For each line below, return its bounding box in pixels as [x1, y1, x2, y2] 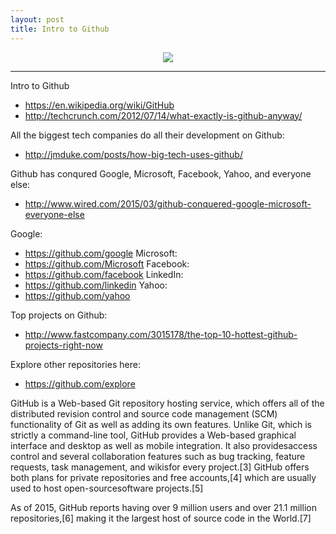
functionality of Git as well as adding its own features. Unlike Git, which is [10, 418, 312, 430]
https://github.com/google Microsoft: [24, 247, 178, 259]
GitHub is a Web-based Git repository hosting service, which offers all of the [10, 397, 325, 409]
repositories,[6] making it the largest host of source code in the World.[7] [10, 512, 312, 524]
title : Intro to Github [10, 24, 110, 34]
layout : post [10, 14, 65, 25]
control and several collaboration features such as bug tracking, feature [10, 450, 306, 462]
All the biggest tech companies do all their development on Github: [10, 129, 285, 141]
